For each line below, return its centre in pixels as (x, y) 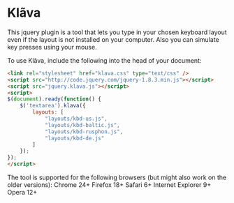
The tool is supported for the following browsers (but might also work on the (117, 178)
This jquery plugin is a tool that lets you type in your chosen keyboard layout (117, 32)
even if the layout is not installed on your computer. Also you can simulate (113, 39)
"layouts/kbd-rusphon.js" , (84, 131)
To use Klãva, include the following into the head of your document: (104, 60)
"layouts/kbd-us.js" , (76, 119)
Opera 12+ (22, 193)
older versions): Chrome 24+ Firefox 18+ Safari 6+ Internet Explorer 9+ (109, 185)
